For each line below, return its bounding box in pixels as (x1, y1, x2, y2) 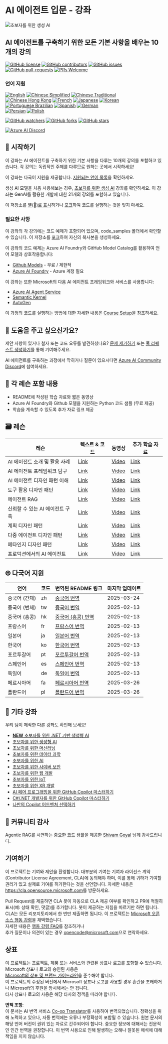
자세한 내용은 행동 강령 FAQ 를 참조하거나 (5, 923, 84, 929)
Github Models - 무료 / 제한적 (12, 262, 71, 268)
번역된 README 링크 (54, 585, 102, 592)
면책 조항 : (5, 1002, 24, 1008)
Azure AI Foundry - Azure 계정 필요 (12, 268, 84, 274)
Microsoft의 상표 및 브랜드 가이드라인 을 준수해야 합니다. (5, 972, 114, 978)
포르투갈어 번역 (54, 651, 89, 658)
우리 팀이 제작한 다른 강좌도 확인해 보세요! (5, 722, 86, 728)
